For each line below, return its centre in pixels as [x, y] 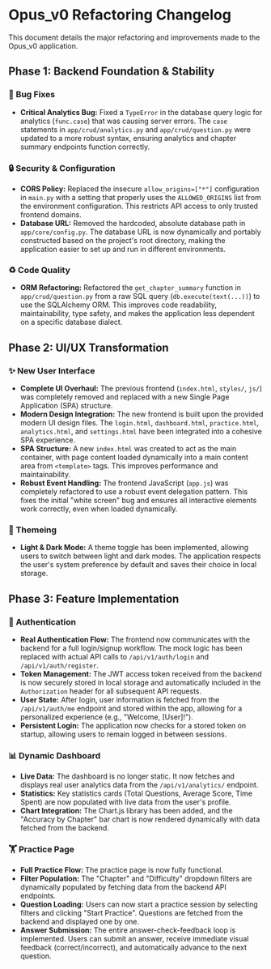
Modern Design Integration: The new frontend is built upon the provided [142, 414]
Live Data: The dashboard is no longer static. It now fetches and [127, 776]
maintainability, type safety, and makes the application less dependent [137, 314]
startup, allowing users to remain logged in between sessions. [123, 734]
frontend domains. [51, 214]
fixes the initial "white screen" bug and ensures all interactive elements [138, 500]
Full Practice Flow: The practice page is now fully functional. [122, 870]
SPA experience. [47, 440]
